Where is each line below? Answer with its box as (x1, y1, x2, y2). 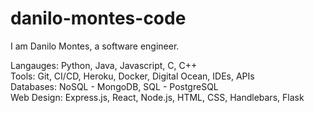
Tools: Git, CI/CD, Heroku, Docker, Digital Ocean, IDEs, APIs (10, 70, 255, 82)
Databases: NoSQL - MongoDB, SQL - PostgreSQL (10, 80, 219, 92)
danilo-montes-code (10, 7, 187, 30)
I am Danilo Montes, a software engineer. (10, 40, 180, 52)
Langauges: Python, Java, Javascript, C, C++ (10, 59, 198, 71)
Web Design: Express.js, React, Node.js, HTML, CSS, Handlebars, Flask (10, 91, 305, 103)
